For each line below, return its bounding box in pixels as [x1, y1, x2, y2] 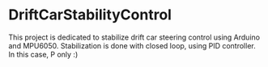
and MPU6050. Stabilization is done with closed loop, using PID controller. [8, 40, 257, 50]
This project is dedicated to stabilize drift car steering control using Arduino [8, 32, 261, 42]
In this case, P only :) [8, 49, 79, 59]
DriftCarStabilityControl [8, 6, 172, 24]
